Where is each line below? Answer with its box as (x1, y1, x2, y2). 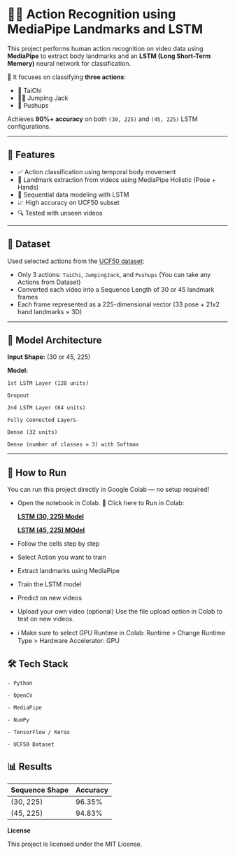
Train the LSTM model (17, 580, 82, 588)
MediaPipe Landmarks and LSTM (7, 21, 204, 37)
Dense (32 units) (7, 429, 58, 436)
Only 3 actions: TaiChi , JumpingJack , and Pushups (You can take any (17, 270, 211, 278)
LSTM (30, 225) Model (17, 512, 84, 521)
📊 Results (7, 761, 52, 772)
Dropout (7, 392, 30, 400)
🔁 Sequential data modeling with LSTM (17, 190, 129, 199)
